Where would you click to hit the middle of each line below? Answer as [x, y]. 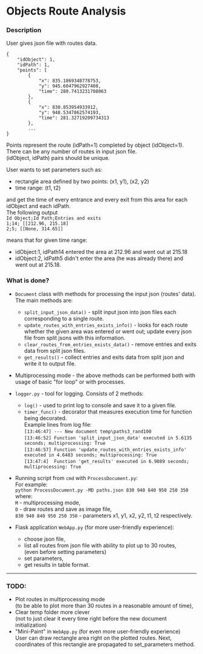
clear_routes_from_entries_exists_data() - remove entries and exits [110, 344]
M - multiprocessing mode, [47, 502]
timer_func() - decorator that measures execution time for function [108, 412]
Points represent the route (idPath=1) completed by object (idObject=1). [95, 145]
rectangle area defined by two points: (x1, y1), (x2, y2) [82, 182]
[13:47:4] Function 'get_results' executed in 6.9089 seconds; [107, 461]
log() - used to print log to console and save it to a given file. [100, 405]
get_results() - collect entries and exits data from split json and [104, 357]
